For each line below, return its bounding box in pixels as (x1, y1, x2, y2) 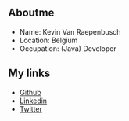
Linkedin (19, 96, 48, 105)
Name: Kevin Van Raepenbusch (19, 27, 121, 36)
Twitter (19, 104, 43, 113)
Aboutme (8, 6, 55, 20)
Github (19, 87, 41, 97)
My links (8, 67, 51, 80)
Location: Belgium (19, 35, 78, 45)
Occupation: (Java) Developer (19, 43, 116, 53)
